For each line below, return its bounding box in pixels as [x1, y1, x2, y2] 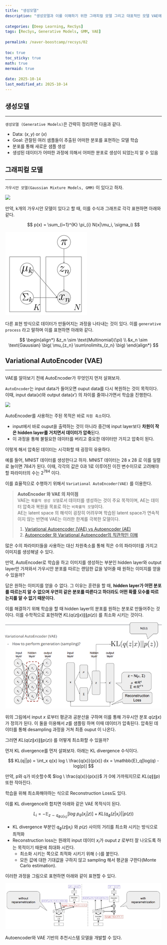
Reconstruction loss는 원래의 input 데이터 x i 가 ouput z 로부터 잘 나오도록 [12, 837, 157, 844]
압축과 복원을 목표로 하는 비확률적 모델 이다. [22, 503, 104, 509]
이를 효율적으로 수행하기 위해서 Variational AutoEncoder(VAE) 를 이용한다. [5, 480, 153, 486]
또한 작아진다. [5, 779, 32, 785]
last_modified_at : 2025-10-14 [5, 82, 68, 87]
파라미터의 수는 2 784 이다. [10, 469, 61, 475]
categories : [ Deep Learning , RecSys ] [5, 24, 83, 29]
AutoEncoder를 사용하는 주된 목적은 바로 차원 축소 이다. [5, 413, 111, 419]
